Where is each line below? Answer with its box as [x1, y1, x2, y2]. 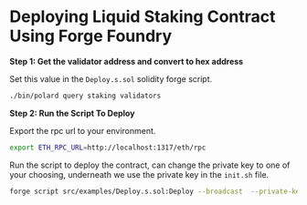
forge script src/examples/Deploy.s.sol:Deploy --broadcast [9, 187, 244, 196]
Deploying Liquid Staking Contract [9, 6, 276, 27]
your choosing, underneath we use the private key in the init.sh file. [9, 169, 270, 179]
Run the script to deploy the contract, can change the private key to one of [9, 159, 291, 170]
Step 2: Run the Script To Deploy [9, 108, 135, 118]
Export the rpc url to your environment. [9, 125, 156, 136]
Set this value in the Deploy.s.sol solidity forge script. [9, 73, 213, 84]
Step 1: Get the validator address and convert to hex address [9, 56, 244, 67]
